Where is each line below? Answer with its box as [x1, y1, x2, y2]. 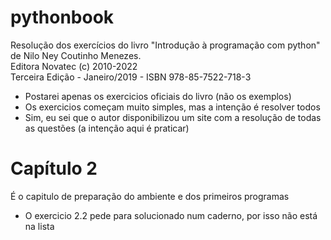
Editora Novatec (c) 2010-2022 [10, 60, 138, 72]
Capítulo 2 [10, 157, 98, 180]
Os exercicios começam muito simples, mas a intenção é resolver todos [24, 101, 321, 113]
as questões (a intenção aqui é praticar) [24, 122, 190, 134]
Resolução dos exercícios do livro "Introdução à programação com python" [10, 39, 321, 51]
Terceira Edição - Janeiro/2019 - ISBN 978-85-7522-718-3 [10, 71, 252, 83]
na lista [24, 220, 55, 232]
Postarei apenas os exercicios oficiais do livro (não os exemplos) [24, 90, 292, 102]
